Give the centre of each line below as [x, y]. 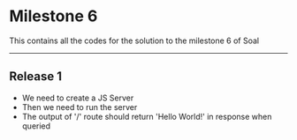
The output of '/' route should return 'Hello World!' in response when [147, 116]
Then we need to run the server [80, 107]
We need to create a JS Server [78, 98]
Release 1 [35, 77]
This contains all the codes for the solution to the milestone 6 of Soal [134, 41]
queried [36, 126]
